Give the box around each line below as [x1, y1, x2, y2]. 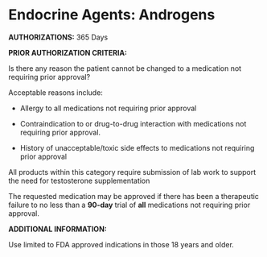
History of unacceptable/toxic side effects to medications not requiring [19, 143, 255, 152]
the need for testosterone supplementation [8, 176, 150, 185]
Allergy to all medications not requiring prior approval [19, 103, 197, 113]
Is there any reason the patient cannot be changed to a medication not [8, 63, 242, 73]
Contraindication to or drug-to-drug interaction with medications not [19, 118, 247, 128]
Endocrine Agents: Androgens [8, 6, 216, 24]
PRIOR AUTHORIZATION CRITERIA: [8, 48, 127, 57]
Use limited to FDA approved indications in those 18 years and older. [8, 239, 235, 249]
